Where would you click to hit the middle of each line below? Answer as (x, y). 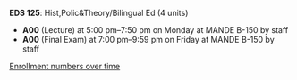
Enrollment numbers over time (65, 66)
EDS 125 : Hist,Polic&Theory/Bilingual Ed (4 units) (99, 13)
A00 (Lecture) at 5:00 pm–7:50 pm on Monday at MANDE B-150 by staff (155, 30)
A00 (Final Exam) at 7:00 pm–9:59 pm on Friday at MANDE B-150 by (148, 40)
